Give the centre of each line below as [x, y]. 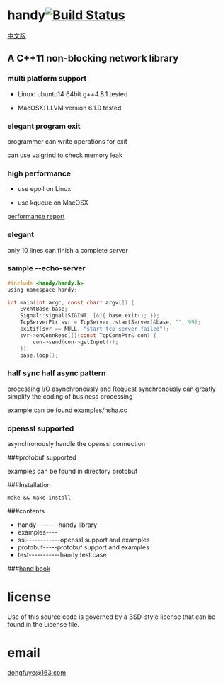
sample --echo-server [47, 268]
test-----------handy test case [62, 555]
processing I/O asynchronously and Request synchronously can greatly [111, 389]
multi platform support [47, 79]
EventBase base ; [44, 309]
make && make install [39, 498]
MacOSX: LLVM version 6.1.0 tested [69, 108]
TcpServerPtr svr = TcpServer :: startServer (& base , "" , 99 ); [110, 322]
